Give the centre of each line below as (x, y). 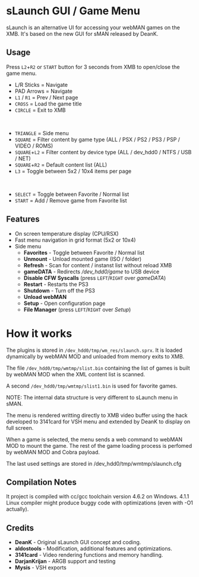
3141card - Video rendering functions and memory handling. (89, 555)
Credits (20, 528)
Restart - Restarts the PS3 (56, 284)
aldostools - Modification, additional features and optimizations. (93, 548)
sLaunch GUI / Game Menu (73, 11)
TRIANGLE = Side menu (42, 133)
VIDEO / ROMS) (34, 146)
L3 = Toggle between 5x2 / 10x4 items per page (73, 171)
